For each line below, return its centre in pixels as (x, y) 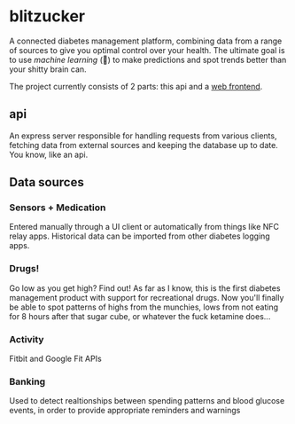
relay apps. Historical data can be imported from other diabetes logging (140, 236)
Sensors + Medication (58, 208)
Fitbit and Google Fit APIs (55, 359)
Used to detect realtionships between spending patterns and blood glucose (147, 401)
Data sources (47, 182)
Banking (27, 381)
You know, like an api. (49, 154)
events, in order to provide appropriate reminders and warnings (125, 411)
